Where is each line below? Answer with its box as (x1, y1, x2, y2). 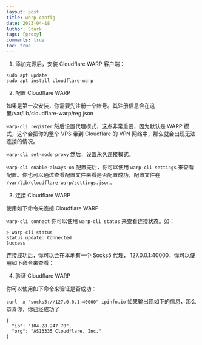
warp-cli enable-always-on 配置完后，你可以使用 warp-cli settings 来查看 (6, 163, 194, 171)
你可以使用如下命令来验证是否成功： (6, 285, 97, 292)
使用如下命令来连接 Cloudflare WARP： (6, 204, 104, 211)
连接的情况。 (6, 137, 38, 145)
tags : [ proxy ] (6, 32, 42, 38)
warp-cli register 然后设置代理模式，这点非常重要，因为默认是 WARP (6, 122, 183, 129)
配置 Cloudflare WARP (15, 89, 71, 96)
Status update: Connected (6, 234, 72, 241)
